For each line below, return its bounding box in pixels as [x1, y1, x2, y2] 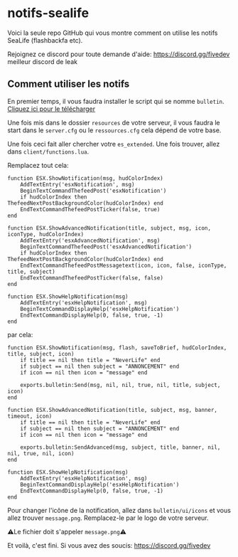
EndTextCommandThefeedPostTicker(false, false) [20, 274, 163, 282]
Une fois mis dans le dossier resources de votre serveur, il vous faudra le [7, 118, 220, 127]
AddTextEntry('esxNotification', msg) [20, 181, 135, 188]
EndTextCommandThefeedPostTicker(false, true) [20, 206, 161, 213]
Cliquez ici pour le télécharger [7, 105, 96, 113]
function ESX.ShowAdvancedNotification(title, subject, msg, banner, [7, 406, 218, 413]
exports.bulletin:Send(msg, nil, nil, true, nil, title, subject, [20, 381, 221, 388]
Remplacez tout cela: [7, 161, 69, 169]
